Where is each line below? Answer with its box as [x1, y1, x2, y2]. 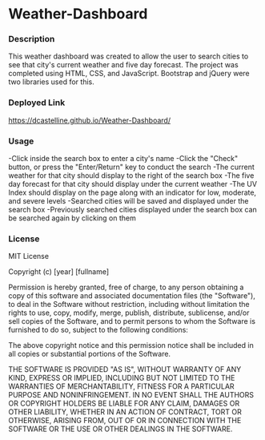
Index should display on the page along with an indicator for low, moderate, [8, 188, 257, 197]
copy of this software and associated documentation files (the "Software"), [8, 291, 256, 301]
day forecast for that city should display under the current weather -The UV [8, 180, 258, 189]
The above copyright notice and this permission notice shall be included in [8, 341, 254, 350]
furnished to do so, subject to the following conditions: [8, 325, 188, 335]
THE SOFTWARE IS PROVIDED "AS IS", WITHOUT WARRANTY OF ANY [8, 365, 242, 374]
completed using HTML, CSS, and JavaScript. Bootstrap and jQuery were [8, 69, 250, 79]
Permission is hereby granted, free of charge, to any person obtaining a [8, 282, 244, 293]
